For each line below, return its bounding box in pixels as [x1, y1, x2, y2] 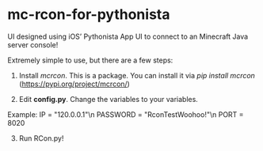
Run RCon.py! [18, 133, 64, 143]
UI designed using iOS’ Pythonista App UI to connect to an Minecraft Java [7, 32, 249, 41]
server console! [7, 40, 59, 49]
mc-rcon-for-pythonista [7, 6, 170, 24]
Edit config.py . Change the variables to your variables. [18, 94, 199, 104]
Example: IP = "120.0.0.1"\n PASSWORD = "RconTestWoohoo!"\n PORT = [7, 109, 244, 119]
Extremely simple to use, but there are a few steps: [7, 55, 173, 65]
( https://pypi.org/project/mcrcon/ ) [18, 79, 130, 89]
